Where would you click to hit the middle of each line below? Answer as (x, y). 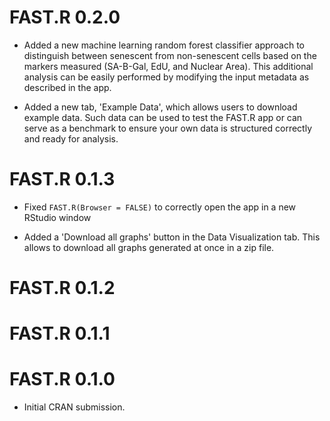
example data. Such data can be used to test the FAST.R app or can (163, 117)
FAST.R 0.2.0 (65, 17)
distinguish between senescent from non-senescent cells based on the (170, 55)
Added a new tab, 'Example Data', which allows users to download (160, 107)
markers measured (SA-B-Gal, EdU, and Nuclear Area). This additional (168, 66)
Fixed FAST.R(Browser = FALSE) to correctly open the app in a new (160, 207)
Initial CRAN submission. (74, 407)
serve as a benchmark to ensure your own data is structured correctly (168, 128)
